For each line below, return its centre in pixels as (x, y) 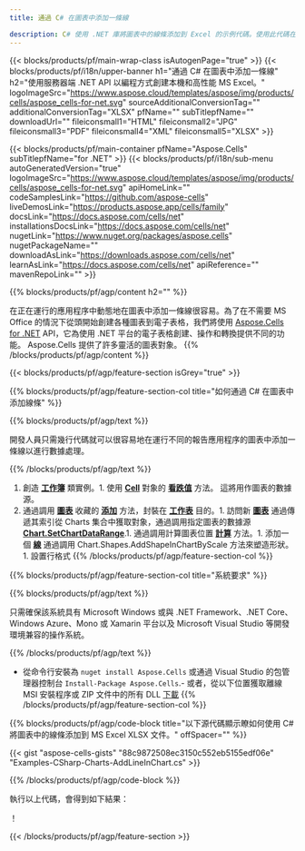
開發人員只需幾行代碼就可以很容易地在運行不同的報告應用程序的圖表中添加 (148, 439)
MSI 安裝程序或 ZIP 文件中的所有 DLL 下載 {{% (109, 694)
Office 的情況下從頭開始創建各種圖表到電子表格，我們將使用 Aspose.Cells (147, 322)
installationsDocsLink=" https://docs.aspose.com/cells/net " (119, 226)
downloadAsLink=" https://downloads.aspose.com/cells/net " (123, 254)
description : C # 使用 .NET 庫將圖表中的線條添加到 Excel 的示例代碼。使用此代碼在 (153, 34)
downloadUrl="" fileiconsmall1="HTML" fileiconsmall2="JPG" (123, 121)
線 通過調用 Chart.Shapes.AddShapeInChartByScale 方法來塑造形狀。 (163, 544)
